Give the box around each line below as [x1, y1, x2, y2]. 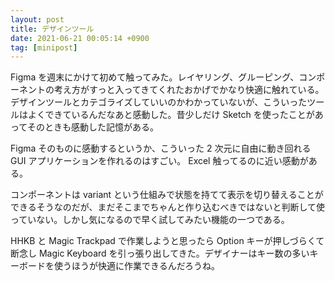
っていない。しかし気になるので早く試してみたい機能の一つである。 [10, 214, 290, 226]
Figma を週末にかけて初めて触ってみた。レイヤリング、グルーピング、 [10, 71, 300, 83]
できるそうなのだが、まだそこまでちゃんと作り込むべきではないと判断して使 [10, 201, 326, 213]
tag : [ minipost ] [10, 42, 78, 53]
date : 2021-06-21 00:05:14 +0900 [10, 33, 150, 43]
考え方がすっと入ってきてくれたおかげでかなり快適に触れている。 [53, 84, 325, 96]
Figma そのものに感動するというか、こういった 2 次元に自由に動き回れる [10, 142, 312, 155]
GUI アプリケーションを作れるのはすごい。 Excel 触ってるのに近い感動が [10, 155, 309, 167]
